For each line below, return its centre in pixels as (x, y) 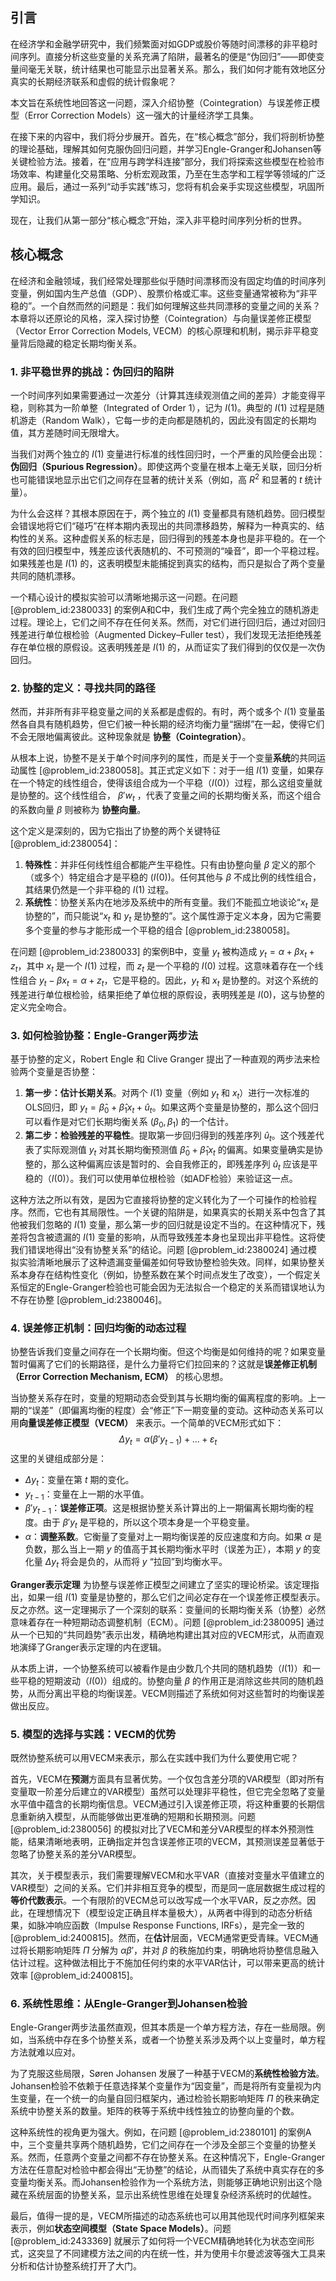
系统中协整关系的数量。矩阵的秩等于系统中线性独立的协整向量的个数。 (155, 2111)
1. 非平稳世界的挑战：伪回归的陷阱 (92, 371)
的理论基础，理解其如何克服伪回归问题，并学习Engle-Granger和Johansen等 (166, 149)
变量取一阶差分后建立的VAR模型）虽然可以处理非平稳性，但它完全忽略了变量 (168, 1792)
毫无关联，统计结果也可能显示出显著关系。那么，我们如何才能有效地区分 (176, 69)
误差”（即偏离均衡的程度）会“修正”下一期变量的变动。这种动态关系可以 (177, 1410)
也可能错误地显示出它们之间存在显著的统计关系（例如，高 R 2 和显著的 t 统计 (166, 478)
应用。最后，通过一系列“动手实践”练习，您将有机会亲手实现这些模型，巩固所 (167, 186)
